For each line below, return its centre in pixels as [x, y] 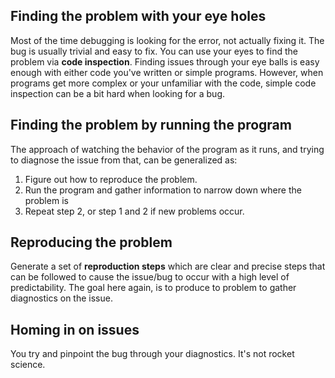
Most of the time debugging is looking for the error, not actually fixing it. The [167, 40]
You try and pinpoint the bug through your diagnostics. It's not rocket [152, 354]
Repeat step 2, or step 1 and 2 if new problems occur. [134, 211]
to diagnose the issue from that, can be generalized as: [124, 160]
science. [28, 365]
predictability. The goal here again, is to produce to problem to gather [153, 288]
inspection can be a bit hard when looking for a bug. [117, 93]
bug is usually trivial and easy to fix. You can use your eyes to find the [154, 51]
